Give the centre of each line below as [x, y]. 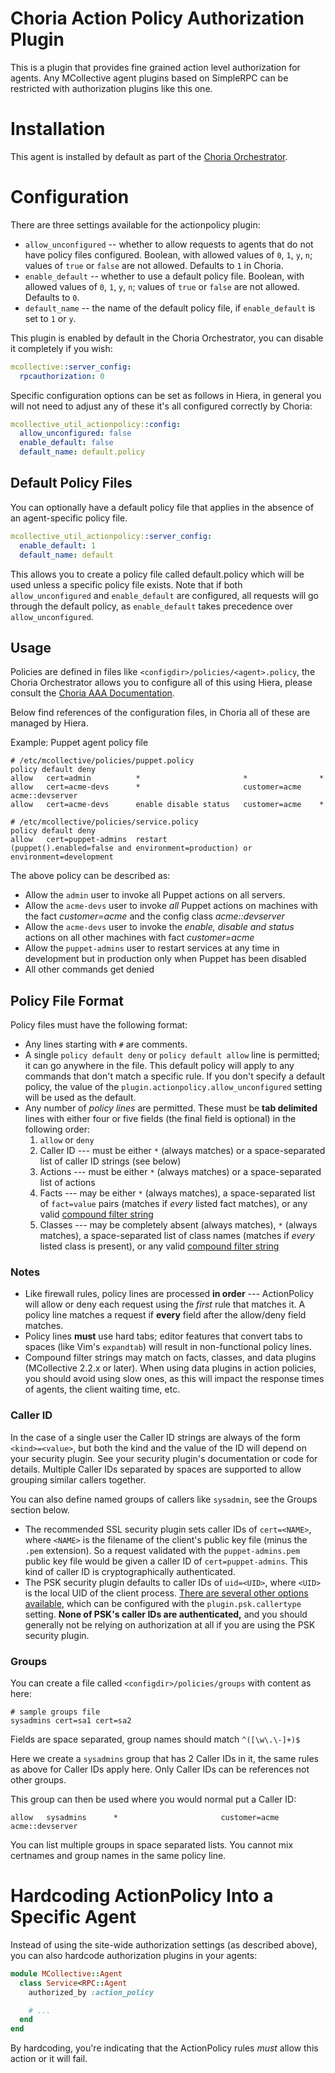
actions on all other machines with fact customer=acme [139, 938]
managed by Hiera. [49, 723]
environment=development [62, 857]
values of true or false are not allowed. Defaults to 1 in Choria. [154, 265]
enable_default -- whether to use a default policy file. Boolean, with [164, 276]
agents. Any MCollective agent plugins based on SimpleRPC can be [149, 78]
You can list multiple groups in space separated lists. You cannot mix [152, 1845]
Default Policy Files [71, 483]
